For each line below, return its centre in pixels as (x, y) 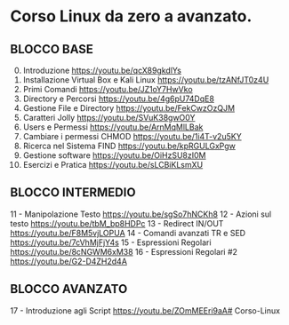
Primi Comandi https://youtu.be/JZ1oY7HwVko (108, 89)
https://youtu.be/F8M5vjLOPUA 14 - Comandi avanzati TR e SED (128, 233)
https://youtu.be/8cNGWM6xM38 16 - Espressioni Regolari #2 (124, 251)
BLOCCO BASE (52, 49)
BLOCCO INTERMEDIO (73, 193)
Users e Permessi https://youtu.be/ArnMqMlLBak (113, 127)
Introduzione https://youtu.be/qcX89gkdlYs (102, 70)
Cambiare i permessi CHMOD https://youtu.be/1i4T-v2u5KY (132, 136)
